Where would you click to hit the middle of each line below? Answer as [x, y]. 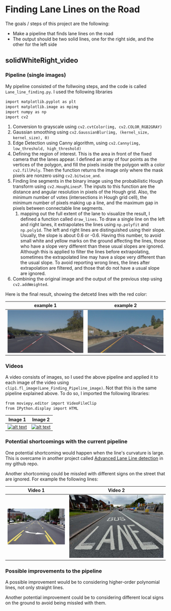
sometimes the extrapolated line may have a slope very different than [93, 257]
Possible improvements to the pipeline [54, 571]
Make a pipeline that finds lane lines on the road [63, 33]
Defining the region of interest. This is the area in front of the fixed [82, 154]
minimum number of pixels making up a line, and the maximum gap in [85, 203]
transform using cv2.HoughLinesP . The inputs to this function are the [84, 186]
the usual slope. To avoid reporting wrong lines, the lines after [85, 263]
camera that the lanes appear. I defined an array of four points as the [85, 159]
